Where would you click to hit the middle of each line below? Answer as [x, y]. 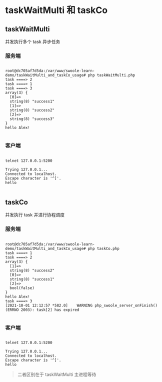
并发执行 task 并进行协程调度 [35, 215]
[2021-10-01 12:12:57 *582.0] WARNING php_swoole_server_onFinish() [81, 305]
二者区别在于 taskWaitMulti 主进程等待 [57, 374]
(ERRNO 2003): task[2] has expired [42, 310]
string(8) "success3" [32, 119]
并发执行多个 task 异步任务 [33, 41]
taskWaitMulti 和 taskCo [56, 10]
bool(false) [22, 288]
